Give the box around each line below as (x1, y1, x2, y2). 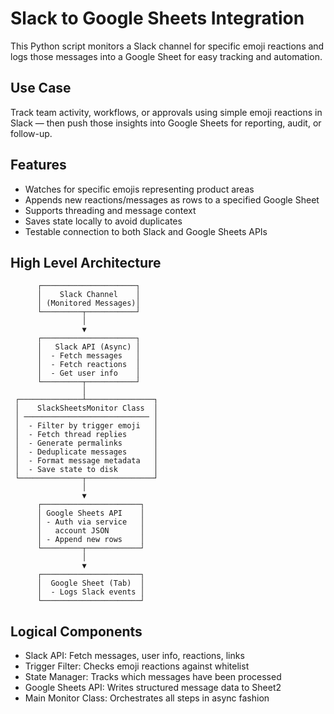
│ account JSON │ (36, 526, 145, 536)
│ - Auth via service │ (36, 517, 145, 527)
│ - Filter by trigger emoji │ (14, 421, 159, 431)
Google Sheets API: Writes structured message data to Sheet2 (24, 682, 282, 694)
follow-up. (10, 127, 53, 139)
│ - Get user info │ (36, 368, 141, 379)
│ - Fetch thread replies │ (14, 430, 159, 440)
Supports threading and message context (24, 204, 197, 216)
